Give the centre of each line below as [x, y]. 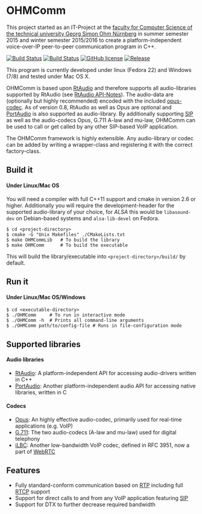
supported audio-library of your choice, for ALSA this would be [84, 211]
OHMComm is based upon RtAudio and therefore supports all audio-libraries [101, 88]
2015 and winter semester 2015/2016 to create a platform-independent [94, 40]
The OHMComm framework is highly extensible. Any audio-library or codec [100, 138]
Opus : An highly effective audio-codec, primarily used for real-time [98, 419]
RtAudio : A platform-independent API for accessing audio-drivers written [106, 373]
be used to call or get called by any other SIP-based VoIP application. [92, 126]
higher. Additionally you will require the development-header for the [90, 205]
